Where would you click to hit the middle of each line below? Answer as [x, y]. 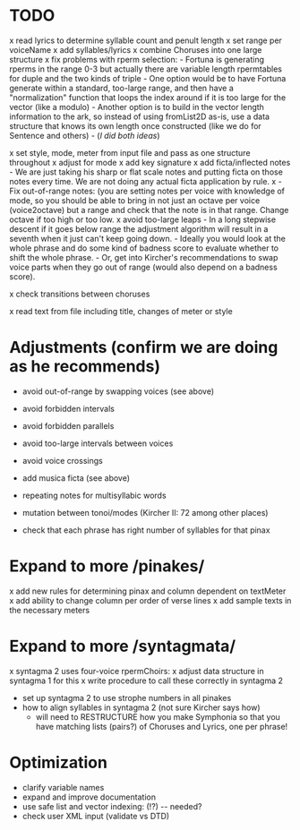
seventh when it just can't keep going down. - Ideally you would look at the [148, 238]
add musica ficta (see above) [76, 478]
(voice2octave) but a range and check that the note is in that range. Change [149, 210]
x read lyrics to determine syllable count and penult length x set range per [146, 40]
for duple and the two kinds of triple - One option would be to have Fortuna [148, 78]
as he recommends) [85, 367]
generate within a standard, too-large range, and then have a [122, 88]
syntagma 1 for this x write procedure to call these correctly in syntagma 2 [146, 680]
